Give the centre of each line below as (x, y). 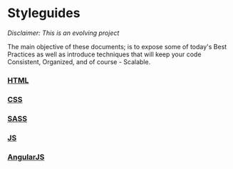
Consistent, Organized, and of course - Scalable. (79, 61)
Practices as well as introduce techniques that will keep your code (104, 54)
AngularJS (26, 157)
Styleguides (44, 13)
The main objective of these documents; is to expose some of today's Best (117, 46)
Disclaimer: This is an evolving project (63, 33)
